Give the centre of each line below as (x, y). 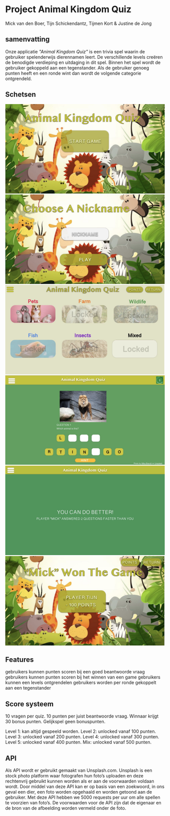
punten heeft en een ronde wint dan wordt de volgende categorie (73, 73)
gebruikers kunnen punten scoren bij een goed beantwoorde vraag (75, 672)
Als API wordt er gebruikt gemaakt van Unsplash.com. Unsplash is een (79, 770)
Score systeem (30, 704)
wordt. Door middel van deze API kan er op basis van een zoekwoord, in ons (85, 787)
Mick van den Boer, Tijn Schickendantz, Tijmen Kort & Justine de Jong (78, 23)
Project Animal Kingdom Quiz (68, 9)
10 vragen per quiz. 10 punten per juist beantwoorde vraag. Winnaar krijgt (82, 716)
